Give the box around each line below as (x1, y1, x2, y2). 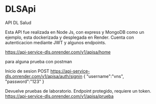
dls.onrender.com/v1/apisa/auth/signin (5, 73, 83, 79)
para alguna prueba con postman (5, 58, 72, 64)
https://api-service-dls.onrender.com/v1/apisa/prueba (5, 93, 114, 99)
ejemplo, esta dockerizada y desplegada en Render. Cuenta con (5, 34, 134, 40)
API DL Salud (5, 20, 32, 26)
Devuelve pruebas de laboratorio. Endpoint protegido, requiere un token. (5, 88, 152, 94)
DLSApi (5, 3, 36, 15)
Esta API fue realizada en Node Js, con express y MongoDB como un (5, 29, 144, 35)
